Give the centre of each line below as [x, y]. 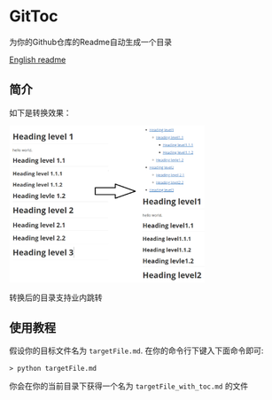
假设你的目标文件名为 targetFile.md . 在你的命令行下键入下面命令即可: [136, 350]
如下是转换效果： [40, 112]
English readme [38, 59]
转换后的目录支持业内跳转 [56, 297]
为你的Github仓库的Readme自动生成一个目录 [91, 42]
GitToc [34, 16]
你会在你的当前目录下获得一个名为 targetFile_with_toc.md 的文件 [129, 386]
